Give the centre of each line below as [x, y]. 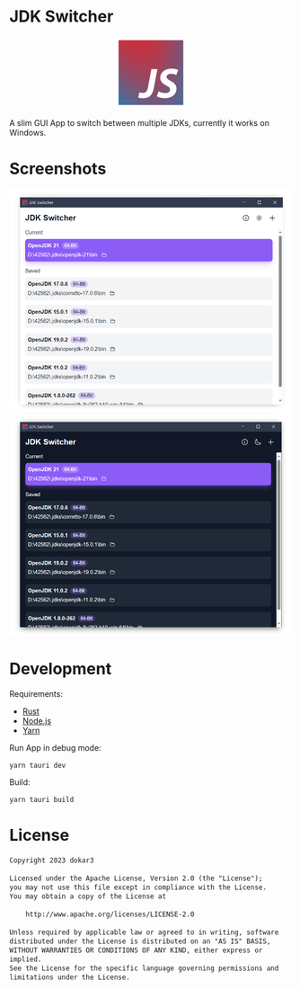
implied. [26, 959]
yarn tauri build [42, 800]
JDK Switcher [62, 17]
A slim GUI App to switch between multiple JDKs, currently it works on [139, 122]
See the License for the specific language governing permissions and [144, 968]
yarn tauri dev [38, 766]
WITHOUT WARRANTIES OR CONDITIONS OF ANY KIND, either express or [136, 950]
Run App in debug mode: [55, 748]
